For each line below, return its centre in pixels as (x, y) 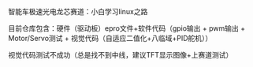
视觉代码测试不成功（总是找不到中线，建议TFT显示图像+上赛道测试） (121, 55)
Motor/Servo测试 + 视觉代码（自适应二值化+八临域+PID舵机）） (110, 38)
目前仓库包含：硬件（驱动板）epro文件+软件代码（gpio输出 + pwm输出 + (127, 28)
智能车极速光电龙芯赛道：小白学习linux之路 (78, 11)
